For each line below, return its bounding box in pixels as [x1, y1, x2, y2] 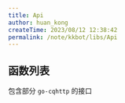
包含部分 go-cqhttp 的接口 [8, 87, 93, 96]
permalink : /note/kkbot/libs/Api [8, 33, 118, 41]
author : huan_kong [8, 19, 68, 27]
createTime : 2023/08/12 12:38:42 [8, 26, 118, 34]
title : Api [8, 11, 44, 20]
